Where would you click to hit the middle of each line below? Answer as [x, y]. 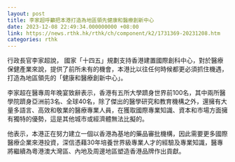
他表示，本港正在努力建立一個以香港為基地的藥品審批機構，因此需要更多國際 [117, 134]
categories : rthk [33, 40]
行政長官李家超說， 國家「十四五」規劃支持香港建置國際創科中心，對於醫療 [115, 61]
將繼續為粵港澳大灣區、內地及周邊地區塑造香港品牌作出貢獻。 [96, 152]
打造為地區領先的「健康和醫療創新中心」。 [67, 78]
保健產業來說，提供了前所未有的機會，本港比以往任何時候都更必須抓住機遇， [117, 69]
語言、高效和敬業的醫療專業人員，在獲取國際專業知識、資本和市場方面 [120, 110]
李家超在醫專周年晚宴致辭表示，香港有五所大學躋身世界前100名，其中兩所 [114, 93]
